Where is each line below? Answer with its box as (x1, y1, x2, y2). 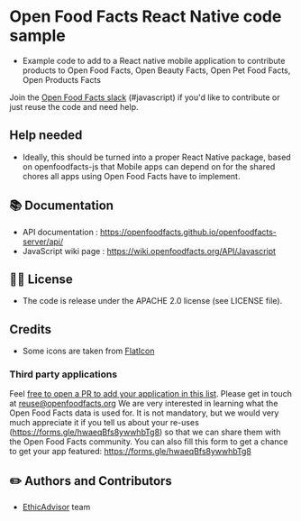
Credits (9, 322, 52, 337)
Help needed (9, 128, 83, 143)
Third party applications (9, 368, 118, 380)
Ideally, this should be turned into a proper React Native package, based (22, 151, 291, 162)
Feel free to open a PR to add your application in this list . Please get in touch (9, 388, 293, 399)
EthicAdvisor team (22, 502, 91, 513)
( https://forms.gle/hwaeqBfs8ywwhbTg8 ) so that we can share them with (9, 426, 281, 438)
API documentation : (22, 226, 99, 237)
